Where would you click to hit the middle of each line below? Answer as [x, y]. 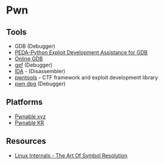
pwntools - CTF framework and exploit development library [86, 77]
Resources [26, 141]
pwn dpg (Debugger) [40, 84]
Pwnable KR [29, 123]
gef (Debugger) [34, 65]
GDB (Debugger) [35, 46]
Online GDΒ [29, 59]
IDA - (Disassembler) [40, 71]
